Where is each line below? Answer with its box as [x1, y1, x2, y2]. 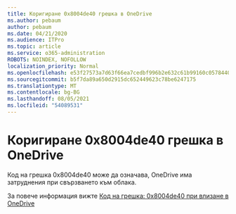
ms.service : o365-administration [7, 50, 105, 57]
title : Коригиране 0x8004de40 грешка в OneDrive [7, 10, 152, 18]
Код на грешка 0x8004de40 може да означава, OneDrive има [7, 170, 192, 179]
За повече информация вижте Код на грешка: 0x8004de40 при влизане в [7, 191, 229, 200]
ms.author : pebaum [7, 17, 61, 24]
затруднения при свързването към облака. [7, 177, 137, 187]
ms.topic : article [7, 43, 61, 50]
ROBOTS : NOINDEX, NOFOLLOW [7, 56, 86, 63]
